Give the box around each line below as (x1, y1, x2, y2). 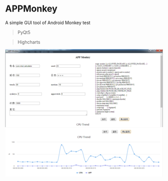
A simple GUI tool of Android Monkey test (5, 20, 91, 26)
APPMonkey (5, 3, 57, 15)
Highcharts (17, 39, 40, 45)
